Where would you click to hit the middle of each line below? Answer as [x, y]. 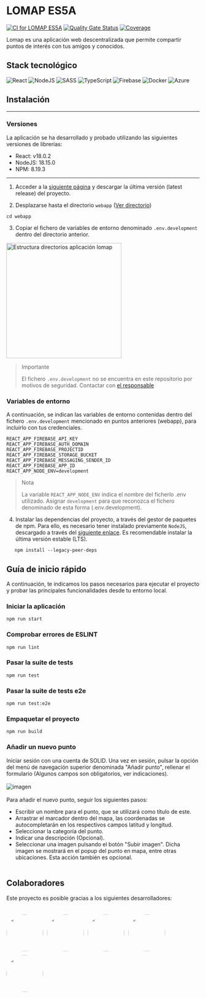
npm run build [25, 732]
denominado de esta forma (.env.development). [82, 508]
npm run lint [23, 647]
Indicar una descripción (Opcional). [60, 838]
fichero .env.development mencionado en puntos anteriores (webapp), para [101, 421]
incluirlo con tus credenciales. [44, 428]
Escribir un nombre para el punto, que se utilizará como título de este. [103, 811]
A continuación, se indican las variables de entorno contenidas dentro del [99, 415]
